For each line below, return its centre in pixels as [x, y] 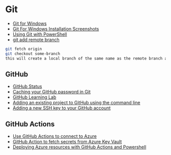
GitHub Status [27, 86]
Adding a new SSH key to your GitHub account [62, 108]
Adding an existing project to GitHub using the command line [76, 103]
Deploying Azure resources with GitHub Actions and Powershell [79, 147]
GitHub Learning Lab [34, 97]
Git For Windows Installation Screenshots [56, 28]
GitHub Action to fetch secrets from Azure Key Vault [67, 142]
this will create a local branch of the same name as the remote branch [84, 58]
